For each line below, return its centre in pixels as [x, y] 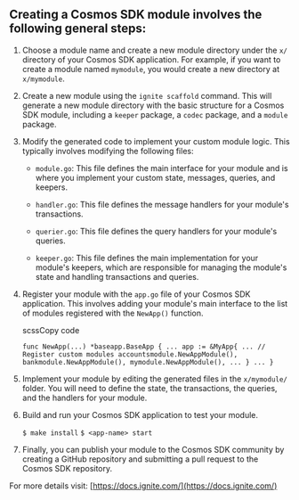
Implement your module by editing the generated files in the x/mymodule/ [154, 379]
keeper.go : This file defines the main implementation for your [147, 258]
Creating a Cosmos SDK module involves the [136, 15]
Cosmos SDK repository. [67, 468]
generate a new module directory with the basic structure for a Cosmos [153, 105]
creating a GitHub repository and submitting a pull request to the [140, 459]
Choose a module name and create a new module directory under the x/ [154, 50]
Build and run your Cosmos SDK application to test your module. [140, 414]
